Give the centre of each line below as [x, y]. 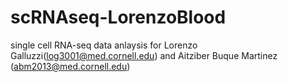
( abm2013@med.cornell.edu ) [70, 66]
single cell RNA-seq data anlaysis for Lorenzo [104, 45]
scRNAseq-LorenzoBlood [118, 17]
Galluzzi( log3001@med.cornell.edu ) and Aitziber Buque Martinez [144, 55]
